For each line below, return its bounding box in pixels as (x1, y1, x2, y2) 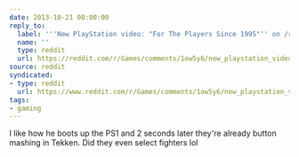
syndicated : (9, 71, 53, 80)
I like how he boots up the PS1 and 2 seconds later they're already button (9, 128, 278, 138)
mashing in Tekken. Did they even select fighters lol (9, 137, 198, 148)
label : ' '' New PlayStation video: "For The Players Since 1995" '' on (17, 29, 280, 38)
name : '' (17, 37, 50, 47)
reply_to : (9, 21, 46, 30)
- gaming (9, 104, 42, 113)
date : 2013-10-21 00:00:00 (9, 12, 109, 22)
